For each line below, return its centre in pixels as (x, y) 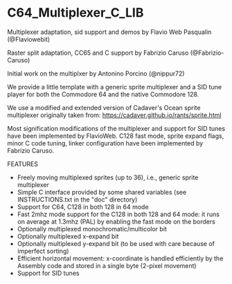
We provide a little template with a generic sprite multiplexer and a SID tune (115, 87)
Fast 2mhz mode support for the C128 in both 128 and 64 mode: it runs (118, 214)
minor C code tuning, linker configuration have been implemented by (105, 143)
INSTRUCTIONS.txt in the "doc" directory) (77, 199)
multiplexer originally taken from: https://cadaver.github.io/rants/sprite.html (114, 115)
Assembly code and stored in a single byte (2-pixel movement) (107, 265)
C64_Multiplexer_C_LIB (75, 13)
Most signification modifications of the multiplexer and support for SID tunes (116, 128)
